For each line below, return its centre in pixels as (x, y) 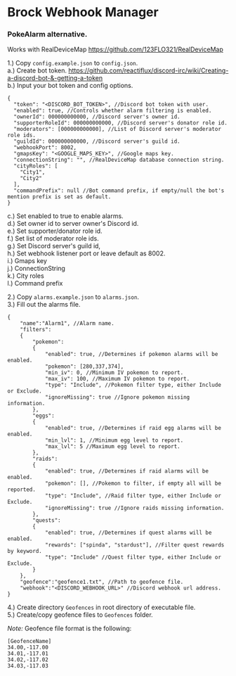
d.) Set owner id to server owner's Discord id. (73, 224)
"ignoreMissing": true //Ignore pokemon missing (117, 397)
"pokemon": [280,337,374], (84, 366)
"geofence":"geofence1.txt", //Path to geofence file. (102, 582)
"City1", (33, 172)
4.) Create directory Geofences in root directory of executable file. (101, 607)
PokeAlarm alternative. (47, 34)
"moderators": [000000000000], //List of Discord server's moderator (117, 129)
